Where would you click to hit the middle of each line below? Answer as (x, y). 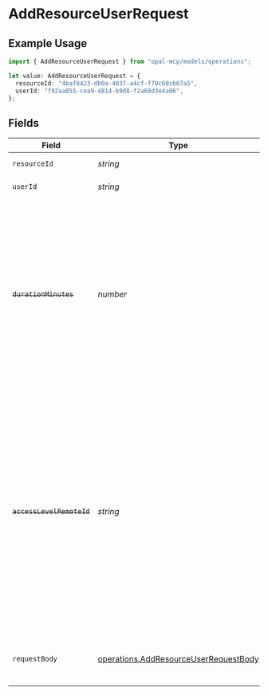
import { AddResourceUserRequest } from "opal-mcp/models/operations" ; (130, 61)
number (112, 294)
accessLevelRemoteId (51, 512)
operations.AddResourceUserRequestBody (178, 659)
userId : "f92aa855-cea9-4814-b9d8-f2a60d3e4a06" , (99, 91)
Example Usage (48, 43)
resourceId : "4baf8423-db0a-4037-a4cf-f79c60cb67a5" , (106, 83)
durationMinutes (43, 294)
